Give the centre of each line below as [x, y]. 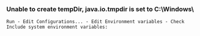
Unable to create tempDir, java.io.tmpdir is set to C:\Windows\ [100, 9]
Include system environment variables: [57, 27]
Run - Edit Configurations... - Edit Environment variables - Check [95, 22]
